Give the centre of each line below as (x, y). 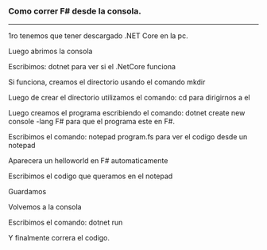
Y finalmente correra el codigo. (59, 238)
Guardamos (27, 192)
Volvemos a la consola (45, 207)
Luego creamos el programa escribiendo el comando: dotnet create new (127, 113)
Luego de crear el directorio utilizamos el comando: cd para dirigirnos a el (129, 98)
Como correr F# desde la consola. (75, 11)
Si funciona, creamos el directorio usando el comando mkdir (107, 82)
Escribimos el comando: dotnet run (66, 223)
